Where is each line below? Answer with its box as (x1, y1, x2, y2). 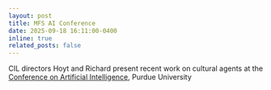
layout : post (8, 11, 53, 20)
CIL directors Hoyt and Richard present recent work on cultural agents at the (8, 63, 264, 73)
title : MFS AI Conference (8, 19, 95, 27)
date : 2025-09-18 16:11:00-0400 (8, 27, 117, 35)
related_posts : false (8, 42, 82, 50)
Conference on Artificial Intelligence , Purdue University (8, 72, 193, 82)
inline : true (8, 34, 53, 43)
